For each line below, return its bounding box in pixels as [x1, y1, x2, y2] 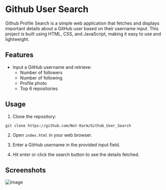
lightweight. [5, 36, 30, 42]
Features [5, 51, 34, 59]
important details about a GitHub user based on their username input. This [5, 25, 159, 31]
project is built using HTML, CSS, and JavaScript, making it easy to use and [5, 31, 161, 37]
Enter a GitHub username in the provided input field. [12, 142, 120, 148]
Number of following [20, 74, 63, 81]
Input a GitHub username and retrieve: [12, 64, 92, 70]
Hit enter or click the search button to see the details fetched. [12, 151, 139, 157]
